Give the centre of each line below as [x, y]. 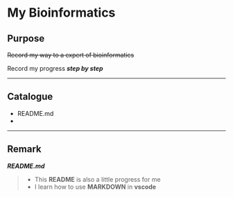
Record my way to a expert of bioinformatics [71, 55]
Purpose [26, 38]
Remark [24, 149]
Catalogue [30, 97]
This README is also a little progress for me [97, 179]
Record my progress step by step [55, 68]
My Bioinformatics [61, 13]
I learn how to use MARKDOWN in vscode [95, 187]
